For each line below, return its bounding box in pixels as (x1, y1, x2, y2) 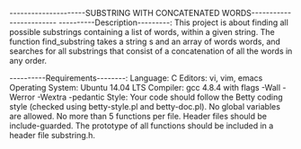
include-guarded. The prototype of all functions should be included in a (9, 120, 274, 131)
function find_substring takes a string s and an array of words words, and (9, 36, 281, 47)
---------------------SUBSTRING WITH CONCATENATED (9, 8, 220, 18)
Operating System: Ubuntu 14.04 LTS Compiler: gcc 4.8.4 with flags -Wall (9, 83, 281, 92)
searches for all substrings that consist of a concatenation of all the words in (9, 46, 293, 57)
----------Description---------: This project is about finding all (58, 17, 289, 28)
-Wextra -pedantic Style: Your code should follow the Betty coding (37, 92, 283, 102)
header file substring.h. (9, 130, 96, 140)
